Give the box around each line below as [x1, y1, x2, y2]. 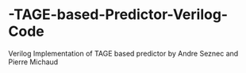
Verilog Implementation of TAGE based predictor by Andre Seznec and [8, 48, 239, 58]
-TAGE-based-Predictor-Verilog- [8, 6, 229, 24]
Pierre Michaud [8, 57, 59, 67]
